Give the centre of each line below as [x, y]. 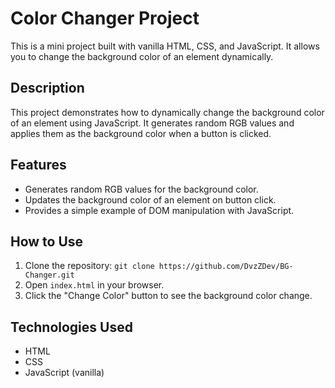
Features [38, 165]
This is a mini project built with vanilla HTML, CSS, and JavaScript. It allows [165, 46]
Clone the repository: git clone [89, 266]
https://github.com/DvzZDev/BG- [226, 267]
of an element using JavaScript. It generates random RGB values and [152, 123]
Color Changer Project [105, 18]
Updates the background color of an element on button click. [150, 199]
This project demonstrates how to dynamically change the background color [167, 112]
